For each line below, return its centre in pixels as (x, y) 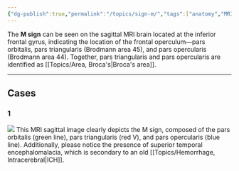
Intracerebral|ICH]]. (36, 160)
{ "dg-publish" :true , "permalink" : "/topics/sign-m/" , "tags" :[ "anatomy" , (114, 14)
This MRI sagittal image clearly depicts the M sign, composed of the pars (123, 130)
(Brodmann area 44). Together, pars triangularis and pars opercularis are (114, 57)
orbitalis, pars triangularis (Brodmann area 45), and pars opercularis (107, 49)
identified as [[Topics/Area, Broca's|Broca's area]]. (82, 64)
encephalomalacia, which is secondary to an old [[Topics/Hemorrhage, (111, 153)
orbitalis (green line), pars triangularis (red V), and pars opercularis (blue (114, 137)
